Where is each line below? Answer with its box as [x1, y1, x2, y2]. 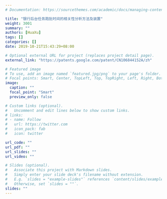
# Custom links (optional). [5, 103, 64, 108]
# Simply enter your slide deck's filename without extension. [5, 172, 143, 177]
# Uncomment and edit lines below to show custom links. [5, 108, 130, 113]
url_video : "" [5, 154, 35, 159]
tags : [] [5, 35, 23, 40]
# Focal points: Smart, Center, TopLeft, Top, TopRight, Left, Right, [5, 76, 155, 81]
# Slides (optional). [5, 163, 50, 168]
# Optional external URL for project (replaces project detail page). [5, 53, 155, 58]
